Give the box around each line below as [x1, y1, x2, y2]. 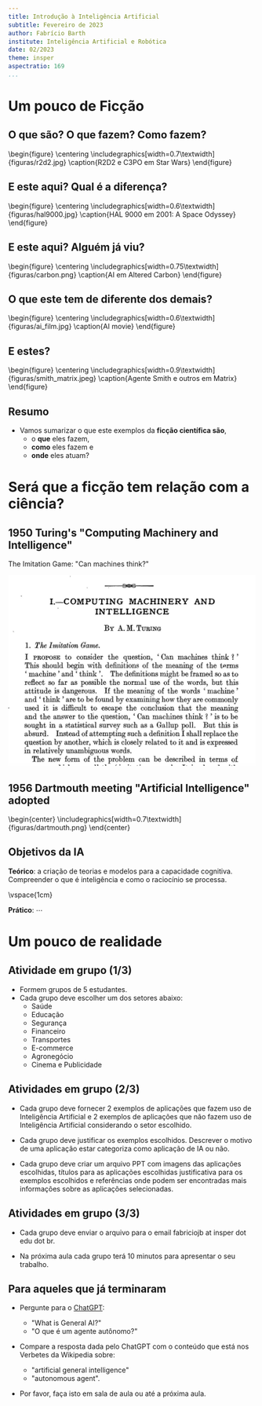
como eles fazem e [31, 442, 94, 452]
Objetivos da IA [8, 845, 85, 859]
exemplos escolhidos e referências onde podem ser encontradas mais [19, 1175, 247, 1185]
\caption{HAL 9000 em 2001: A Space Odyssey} [79, 209, 237, 219]
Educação [31, 1009, 64, 1019]
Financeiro [31, 1026, 66, 1036]
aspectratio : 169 [8, 63, 65, 71]
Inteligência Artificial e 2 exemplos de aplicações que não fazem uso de [19, 1111, 253, 1121]
